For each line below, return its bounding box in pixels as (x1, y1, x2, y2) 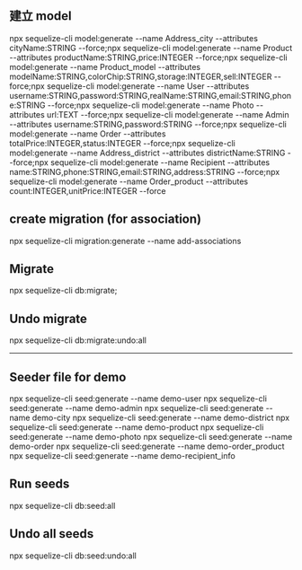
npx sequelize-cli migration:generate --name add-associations (9, 235, 242, 246)
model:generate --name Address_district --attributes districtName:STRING (9, 147, 286, 158)
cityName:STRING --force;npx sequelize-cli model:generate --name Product (9, 42, 293, 53)
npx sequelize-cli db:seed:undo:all (9, 550, 137, 561)
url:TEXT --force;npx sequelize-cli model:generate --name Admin (46, 109, 289, 119)
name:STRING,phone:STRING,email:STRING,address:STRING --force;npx (9, 166, 280, 177)
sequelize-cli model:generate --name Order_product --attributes (9, 176, 249, 187)
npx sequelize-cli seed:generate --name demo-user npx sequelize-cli (9, 393, 268, 404)
